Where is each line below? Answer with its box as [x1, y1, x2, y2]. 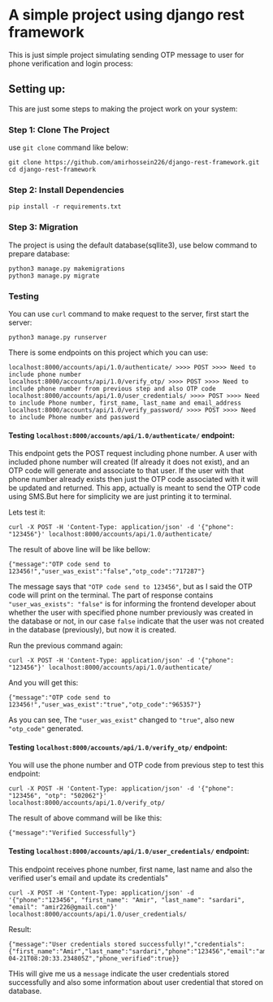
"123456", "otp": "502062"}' [8, 792, 107, 800]
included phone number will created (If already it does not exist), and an [8, 457, 249, 467]
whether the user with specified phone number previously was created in [8, 608, 253, 618]
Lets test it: [8, 507, 46, 518]
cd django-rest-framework [8, 165, 96, 174]
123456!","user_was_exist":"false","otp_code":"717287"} [8, 567, 206, 575]
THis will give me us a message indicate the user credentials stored [8, 969, 230, 978]
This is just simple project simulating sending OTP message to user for [8, 50, 245, 59]
